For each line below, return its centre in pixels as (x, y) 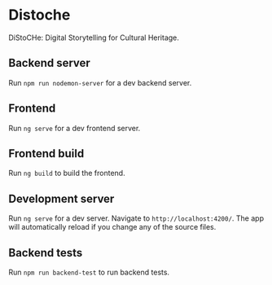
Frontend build (46, 153)
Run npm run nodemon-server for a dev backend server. (100, 82)
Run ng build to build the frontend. (67, 173)
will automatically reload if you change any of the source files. (112, 227)
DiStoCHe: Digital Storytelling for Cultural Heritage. (94, 37)
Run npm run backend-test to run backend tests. (89, 272)
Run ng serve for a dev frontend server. (75, 128)
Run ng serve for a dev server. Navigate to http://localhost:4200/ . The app (136, 218)
